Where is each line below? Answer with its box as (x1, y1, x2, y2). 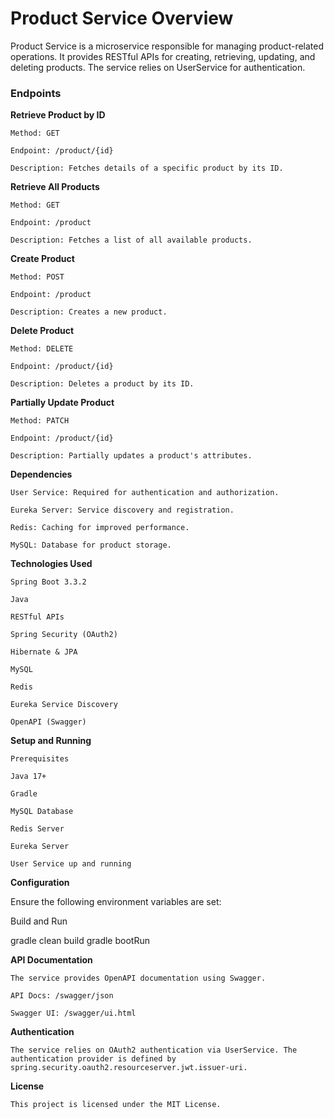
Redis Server (10, 824, 65, 834)
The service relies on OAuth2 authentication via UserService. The (10, 1045, 298, 1056)
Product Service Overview (10, 7, 234, 30)
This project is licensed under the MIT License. (10, 1100, 222, 1110)
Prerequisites (10, 754, 70, 764)
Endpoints (10, 86, 62, 100)
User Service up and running (10, 859, 132, 869)
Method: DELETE (10, 344, 74, 354)
